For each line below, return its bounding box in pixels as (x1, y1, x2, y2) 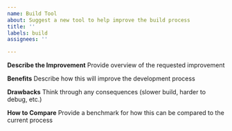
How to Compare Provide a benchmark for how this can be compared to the (7, 109, 225, 117)
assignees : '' (7, 36, 48, 43)
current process (7, 116, 53, 125)
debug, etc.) (7, 95, 42, 104)
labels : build (7, 29, 48, 37)
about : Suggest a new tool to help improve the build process (7, 17, 190, 24)
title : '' (7, 23, 36, 30)
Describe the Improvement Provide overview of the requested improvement (7, 61, 225, 69)
